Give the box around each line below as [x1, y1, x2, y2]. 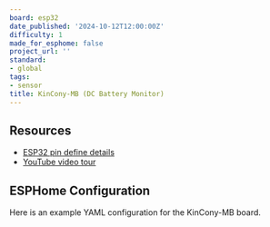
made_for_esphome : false [9, 38, 104, 48]
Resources [9, 123, 72, 138]
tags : [9, 73, 30, 82]
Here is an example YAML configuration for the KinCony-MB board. [9, 207, 262, 218]
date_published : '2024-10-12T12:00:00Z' [9, 22, 165, 31]
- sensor [9, 81, 43, 90]
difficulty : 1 [9, 30, 64, 39]
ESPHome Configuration [9, 183, 151, 198]
